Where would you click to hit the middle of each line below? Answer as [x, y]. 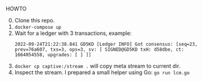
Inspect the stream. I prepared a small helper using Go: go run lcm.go [102, 72]
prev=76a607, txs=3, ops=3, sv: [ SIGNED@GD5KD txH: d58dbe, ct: [99, 49]
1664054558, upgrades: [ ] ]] [53, 55]
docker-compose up [38, 27]
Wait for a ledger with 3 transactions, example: [73, 33]
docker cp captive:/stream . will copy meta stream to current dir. [98, 66]
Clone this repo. [34, 20]
